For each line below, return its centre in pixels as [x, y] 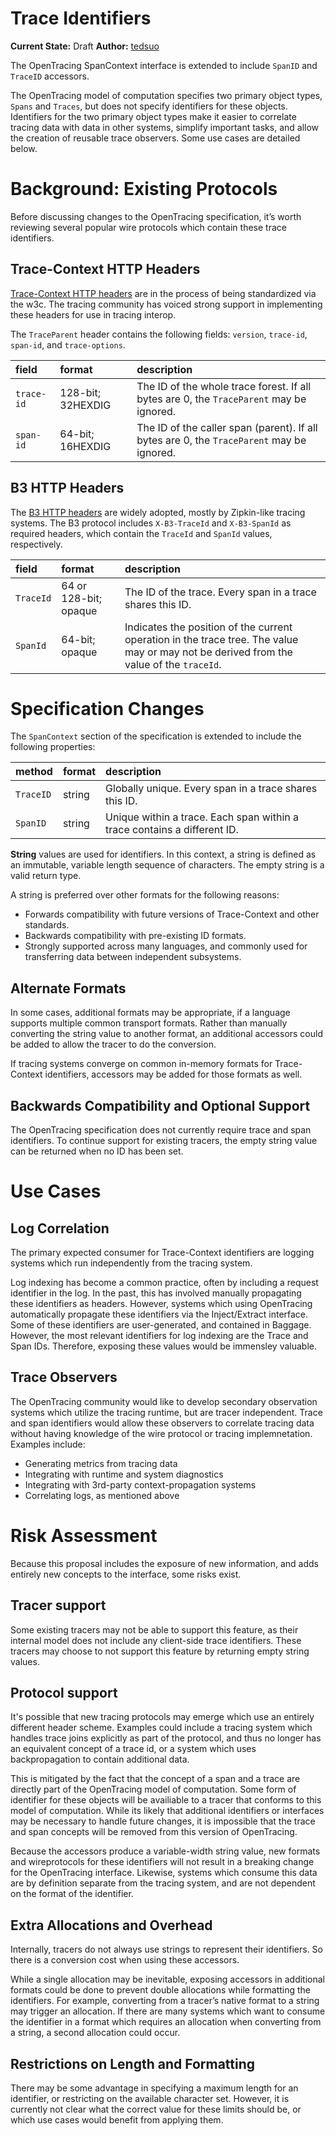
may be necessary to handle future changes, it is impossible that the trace [163, 1821]
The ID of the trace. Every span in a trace [220, 592]
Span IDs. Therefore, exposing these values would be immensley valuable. [163, 1346]
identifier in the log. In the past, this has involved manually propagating [156, 1293]
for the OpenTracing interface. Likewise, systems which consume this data [164, 1873]
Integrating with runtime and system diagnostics [124, 1474]
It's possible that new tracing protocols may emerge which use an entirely [162, 1717]
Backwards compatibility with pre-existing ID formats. [135, 936]
